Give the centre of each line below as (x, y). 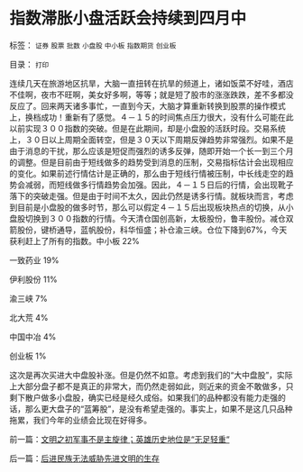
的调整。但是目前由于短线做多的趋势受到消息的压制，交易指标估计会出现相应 (151, 162)
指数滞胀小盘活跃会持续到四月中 (128, 18)
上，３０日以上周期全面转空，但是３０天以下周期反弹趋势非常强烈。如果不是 (151, 140)
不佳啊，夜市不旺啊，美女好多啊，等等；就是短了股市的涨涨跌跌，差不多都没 (151, 95)
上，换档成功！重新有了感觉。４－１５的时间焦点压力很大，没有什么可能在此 (151, 117)
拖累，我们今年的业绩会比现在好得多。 (80, 420)
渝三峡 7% (28, 298)
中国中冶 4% (33, 336)
